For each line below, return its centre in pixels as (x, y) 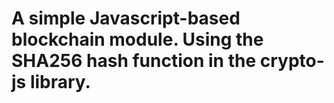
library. (60, 82)
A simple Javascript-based (126, 18)
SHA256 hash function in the (134, 61)
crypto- (292, 61)
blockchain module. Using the (137, 39)
